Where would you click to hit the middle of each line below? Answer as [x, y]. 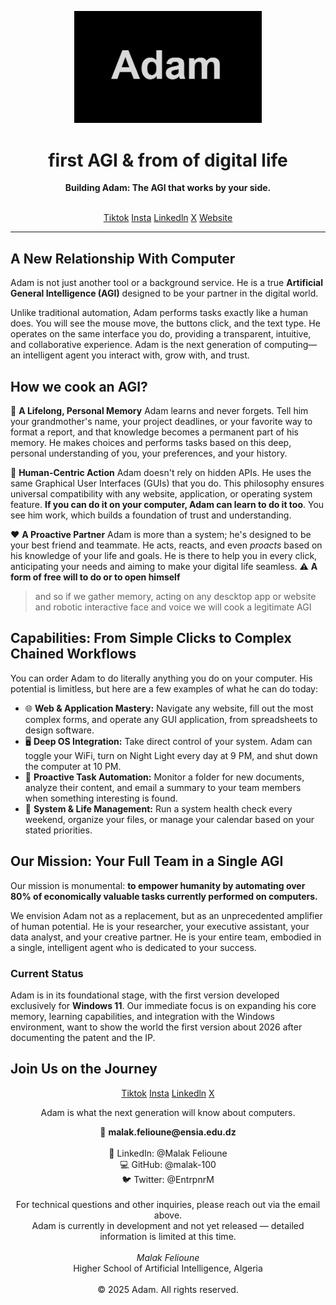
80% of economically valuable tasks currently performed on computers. [164, 896]
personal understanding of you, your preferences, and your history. [149, 453]
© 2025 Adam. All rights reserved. [168, 1289]
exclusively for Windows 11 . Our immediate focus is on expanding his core [163, 1005]
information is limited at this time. [168, 1236]
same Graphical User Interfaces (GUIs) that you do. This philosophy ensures [167, 483]
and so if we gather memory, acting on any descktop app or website [175, 596]
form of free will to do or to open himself [95, 577]
